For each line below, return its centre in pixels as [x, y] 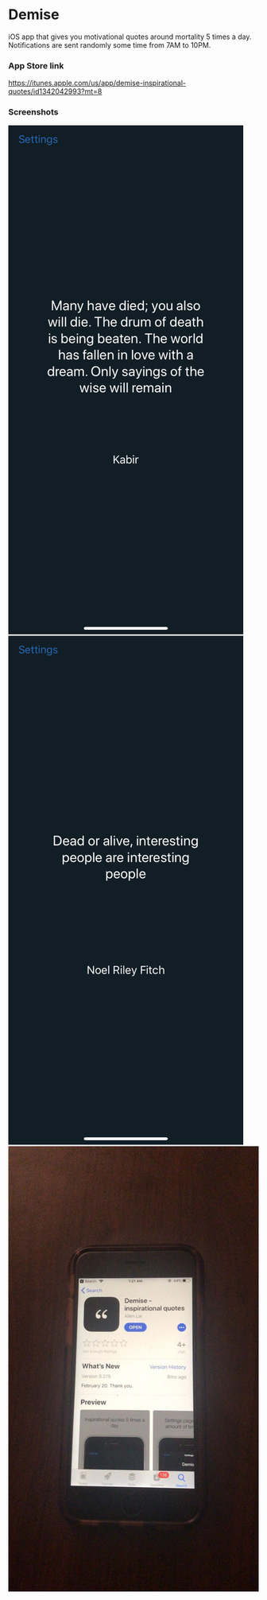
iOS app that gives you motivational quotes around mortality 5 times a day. [130, 37]
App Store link [36, 65]
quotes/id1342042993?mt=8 [55, 91]
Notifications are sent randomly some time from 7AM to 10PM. [110, 45]
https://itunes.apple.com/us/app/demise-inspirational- [97, 83]
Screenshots [33, 112]
